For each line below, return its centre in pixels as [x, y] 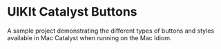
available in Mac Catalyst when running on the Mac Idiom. [89, 37]
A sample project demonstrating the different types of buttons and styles [111, 31]
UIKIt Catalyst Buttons [72, 12]
